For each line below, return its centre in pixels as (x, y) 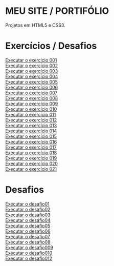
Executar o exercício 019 (31, 158)
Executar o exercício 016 (31, 141)
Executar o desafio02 (28, 209)
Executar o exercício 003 (32, 71)
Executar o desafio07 (28, 236)
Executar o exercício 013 (31, 125)
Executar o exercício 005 (31, 81)
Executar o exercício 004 (32, 76)
